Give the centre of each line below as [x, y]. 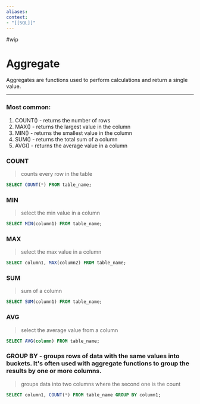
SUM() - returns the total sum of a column [66, 139]
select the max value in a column [61, 252]
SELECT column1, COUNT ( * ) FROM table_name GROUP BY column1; [84, 395]
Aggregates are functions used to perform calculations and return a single [97, 80]
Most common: [29, 108]
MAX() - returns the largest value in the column [73, 127]
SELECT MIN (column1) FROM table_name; [54, 224]
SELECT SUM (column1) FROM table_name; [54, 302]
